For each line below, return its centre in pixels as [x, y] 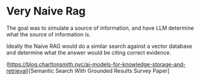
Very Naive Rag [46, 11]
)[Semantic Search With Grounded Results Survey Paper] [98, 70]
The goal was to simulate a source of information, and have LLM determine [100, 28]
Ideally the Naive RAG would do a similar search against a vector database [99, 46]
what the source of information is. [49, 34]
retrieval [17, 70]
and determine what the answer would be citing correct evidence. [89, 52]
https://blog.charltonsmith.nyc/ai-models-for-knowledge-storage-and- [97, 64]
